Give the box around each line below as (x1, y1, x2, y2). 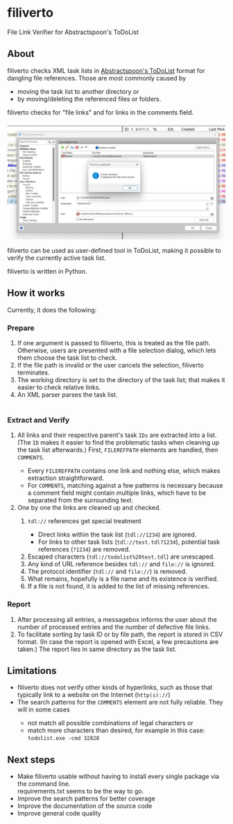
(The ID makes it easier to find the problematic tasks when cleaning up (17, 438, 220, 447)
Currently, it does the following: (7, 306, 97, 314)
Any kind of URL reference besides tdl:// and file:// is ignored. (27, 560, 216, 568)
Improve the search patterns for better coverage (17, 794, 156, 803)
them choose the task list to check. (17, 354, 118, 362)
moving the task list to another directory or (17, 87, 139, 95)
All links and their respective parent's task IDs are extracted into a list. (17, 431, 217, 439)
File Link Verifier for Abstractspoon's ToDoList (7, 28, 139, 36)
